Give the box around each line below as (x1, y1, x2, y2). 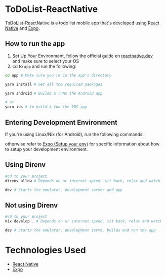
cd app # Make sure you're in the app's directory (5, 73, 112, 78)
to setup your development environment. (5, 146, 88, 152)
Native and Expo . (5, 25, 40, 31)
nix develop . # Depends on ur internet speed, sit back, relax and (5, 219, 149, 224)
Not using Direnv (5, 201, 58, 209)
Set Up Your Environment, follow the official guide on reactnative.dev (12, 53, 153, 59)
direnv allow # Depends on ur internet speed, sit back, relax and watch (5, 178, 161, 183)
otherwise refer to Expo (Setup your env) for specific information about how (5, 140, 160, 147)
